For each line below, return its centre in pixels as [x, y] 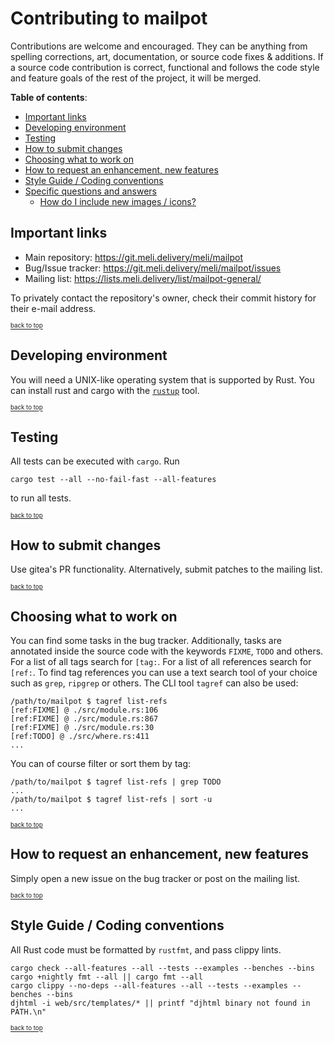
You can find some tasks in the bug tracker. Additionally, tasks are [146, 640]
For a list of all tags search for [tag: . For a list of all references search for [161, 661]
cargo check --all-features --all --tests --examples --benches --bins [162, 968]
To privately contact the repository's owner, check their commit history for [163, 298]
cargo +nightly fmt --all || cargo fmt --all [106, 977]
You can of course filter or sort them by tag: [101, 763]
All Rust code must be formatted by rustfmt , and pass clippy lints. [146, 949]
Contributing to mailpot [109, 18]
